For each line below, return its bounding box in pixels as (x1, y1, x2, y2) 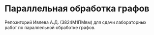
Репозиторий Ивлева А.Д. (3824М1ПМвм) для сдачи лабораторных (4, 19, 147, 25)
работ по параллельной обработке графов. (4, 24, 95, 30)
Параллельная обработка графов (4, 3, 150, 14)
